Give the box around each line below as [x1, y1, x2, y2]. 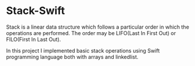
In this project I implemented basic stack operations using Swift [6, 47, 160, 54]
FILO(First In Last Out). [6, 36, 61, 43]
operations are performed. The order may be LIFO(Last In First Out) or [6, 29, 176, 36]
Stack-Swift [6, 4, 65, 18]
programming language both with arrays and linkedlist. [6, 53, 138, 60]
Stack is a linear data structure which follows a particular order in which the [6, 23, 190, 30]
